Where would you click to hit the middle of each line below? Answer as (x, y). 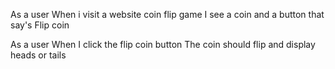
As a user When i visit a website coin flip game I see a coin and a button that (167, 14)
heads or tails (38, 55)
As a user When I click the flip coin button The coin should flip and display (163, 44)
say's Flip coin (40, 25)
